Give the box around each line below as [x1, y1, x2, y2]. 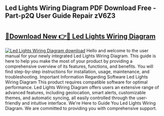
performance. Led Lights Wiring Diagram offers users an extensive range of [5, 84, 159, 90]
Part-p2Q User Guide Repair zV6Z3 [5, 12, 116, 20]
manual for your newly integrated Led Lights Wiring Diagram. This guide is [5, 53, 157, 59]
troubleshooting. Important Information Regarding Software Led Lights [5, 74, 148, 79]
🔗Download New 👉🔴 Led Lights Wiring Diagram [5, 32, 156, 40]
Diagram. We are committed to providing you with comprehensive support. [5, 106, 157, 111]
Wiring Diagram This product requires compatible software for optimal [5, 79, 148, 85]
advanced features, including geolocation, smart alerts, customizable [5, 90, 146, 95]
